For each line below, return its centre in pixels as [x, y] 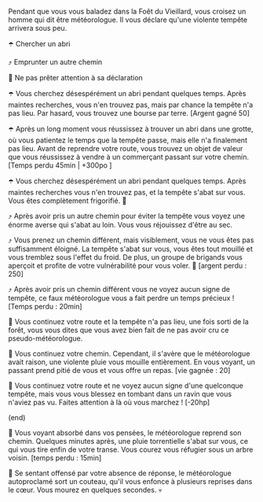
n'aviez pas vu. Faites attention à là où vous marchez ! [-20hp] [109, 402]
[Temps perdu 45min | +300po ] [60, 165]
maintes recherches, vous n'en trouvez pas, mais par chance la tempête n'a [131, 105]
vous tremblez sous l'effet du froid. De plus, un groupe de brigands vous [126, 257]
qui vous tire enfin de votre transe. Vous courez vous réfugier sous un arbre [131, 449]
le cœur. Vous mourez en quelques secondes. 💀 [85, 490]
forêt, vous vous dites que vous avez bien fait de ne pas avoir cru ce [119, 330]
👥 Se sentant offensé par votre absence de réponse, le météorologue [120, 473]
